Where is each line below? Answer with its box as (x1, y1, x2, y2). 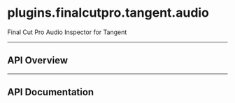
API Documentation (7, 86, 94, 98)
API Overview (7, 54, 69, 67)
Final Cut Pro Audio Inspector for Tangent (7, 28, 127, 36)
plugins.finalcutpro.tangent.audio (7, 5, 210, 21)
